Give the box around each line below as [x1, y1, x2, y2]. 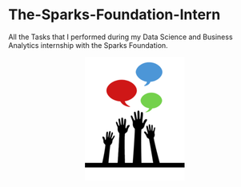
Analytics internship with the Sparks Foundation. [8, 40, 168, 50]
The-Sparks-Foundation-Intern [8, 6, 221, 24]
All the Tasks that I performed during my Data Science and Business [8, 32, 234, 42]
